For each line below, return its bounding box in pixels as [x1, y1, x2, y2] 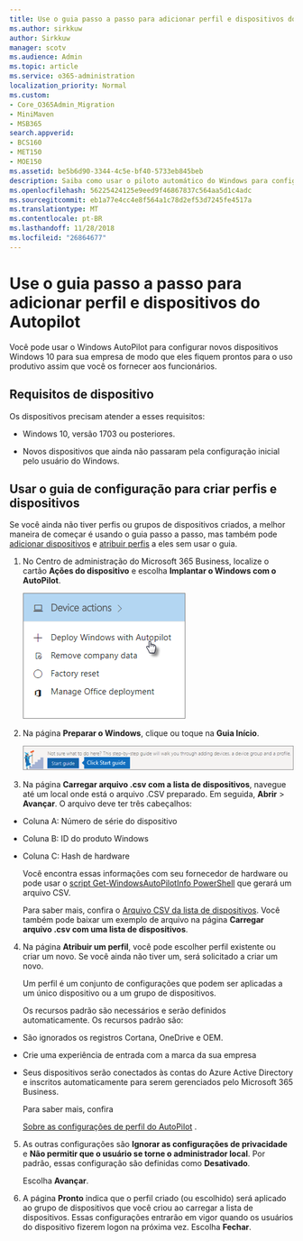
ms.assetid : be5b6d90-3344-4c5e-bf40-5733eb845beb [9, 167, 204, 176]
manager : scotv [9, 43, 67, 52]
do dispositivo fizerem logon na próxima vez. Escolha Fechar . [22, 1222, 252, 1233]
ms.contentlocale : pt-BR [9, 215, 103, 224]
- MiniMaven [9, 109, 54, 119]
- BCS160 [9, 138, 42, 148]
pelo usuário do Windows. [22, 455, 120, 466]
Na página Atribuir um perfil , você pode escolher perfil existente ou [22, 942, 277, 952]
